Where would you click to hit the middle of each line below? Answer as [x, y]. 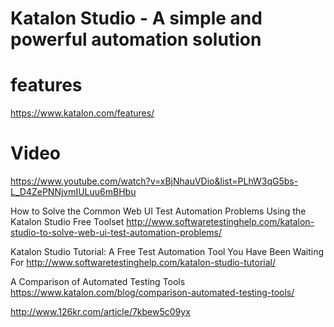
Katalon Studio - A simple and [136, 18]
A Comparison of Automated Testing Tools [98, 282]
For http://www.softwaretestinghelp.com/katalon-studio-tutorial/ [143, 263]
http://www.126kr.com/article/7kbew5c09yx [100, 312]
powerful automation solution [136, 39]
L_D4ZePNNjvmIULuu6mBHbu [73, 192]
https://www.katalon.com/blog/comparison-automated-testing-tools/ [152, 293]
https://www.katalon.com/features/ [82, 113]
